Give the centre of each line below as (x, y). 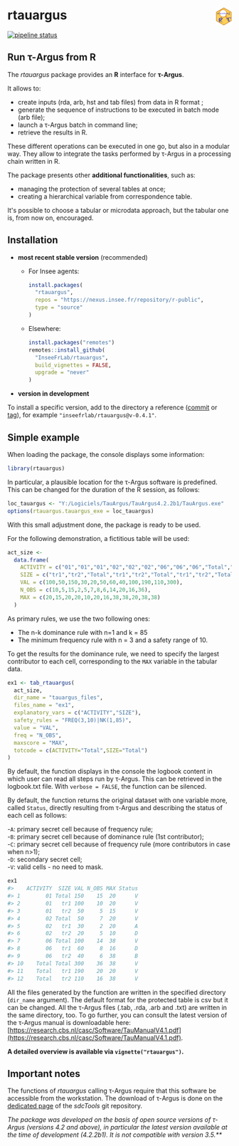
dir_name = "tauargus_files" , (58, 698)
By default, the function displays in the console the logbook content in (110, 772)
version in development (53, 394)
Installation (33, 240)
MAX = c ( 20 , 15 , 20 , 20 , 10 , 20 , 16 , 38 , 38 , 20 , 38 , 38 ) (90, 597)
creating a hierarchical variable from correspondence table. (105, 196)
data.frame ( (32, 560)
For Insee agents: (54, 271)
